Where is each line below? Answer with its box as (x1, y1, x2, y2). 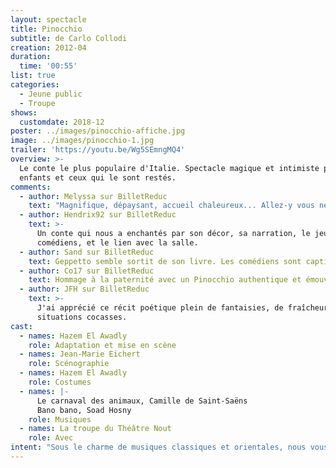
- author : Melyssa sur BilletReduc (19, 191, 168, 201)
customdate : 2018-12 (19, 117, 105, 127)
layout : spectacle (10, 14, 87, 25)
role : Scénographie (28, 359, 110, 369)
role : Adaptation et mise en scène (28, 340, 177, 350)
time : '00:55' (19, 61, 78, 71)
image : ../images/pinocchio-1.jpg (10, 136, 155, 146)
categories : (10, 80, 60, 90)
